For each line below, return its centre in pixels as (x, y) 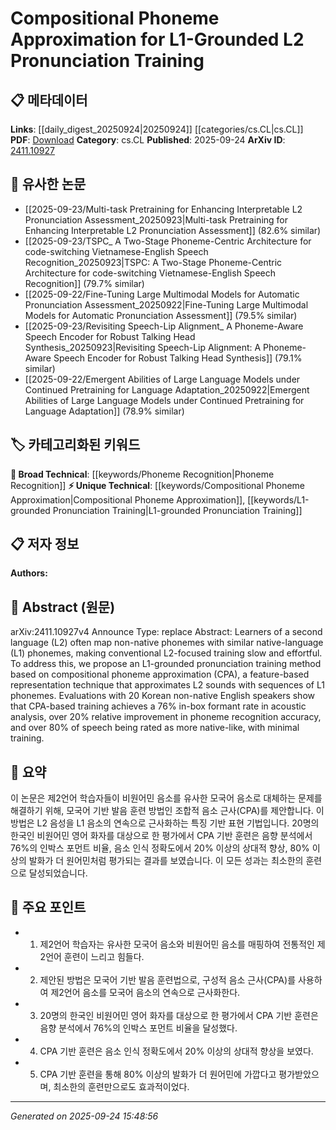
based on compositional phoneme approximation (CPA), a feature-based (160, 674)
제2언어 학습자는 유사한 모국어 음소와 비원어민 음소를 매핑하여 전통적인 (177, 944)
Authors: (29, 573)
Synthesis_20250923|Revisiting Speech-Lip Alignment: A (143, 347)
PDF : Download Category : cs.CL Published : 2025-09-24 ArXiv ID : (148, 140)
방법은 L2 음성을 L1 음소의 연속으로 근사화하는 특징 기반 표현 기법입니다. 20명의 (165, 823)
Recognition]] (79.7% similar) (84, 283)
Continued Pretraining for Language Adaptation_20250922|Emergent (167, 389)
